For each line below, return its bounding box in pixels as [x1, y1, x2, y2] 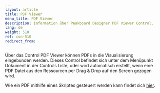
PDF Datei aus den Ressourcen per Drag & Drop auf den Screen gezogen [5, 68, 152, 74]
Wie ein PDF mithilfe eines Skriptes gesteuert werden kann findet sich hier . [5, 82, 155, 88]
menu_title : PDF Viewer [5, 16, 54, 21]
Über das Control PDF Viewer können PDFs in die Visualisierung [5, 52, 134, 58]
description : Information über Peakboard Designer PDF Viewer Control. [5, 20, 154, 26]
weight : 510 [5, 30, 29, 35]
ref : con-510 [5, 35, 32, 39]
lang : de [5, 25, 23, 30]
